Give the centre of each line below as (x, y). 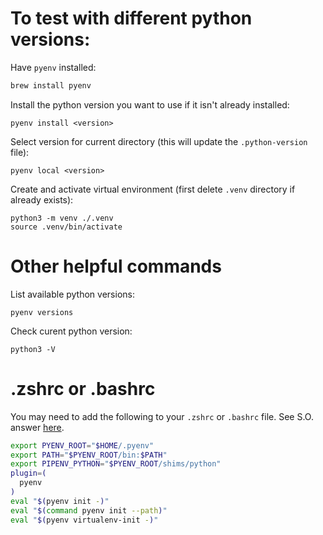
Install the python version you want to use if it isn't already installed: (150, 104)
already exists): (42, 199)
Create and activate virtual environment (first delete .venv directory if (153, 189)
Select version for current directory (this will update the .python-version (159, 141)
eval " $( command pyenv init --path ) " (89, 510)
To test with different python (131, 18)
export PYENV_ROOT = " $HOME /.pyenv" (82, 445)
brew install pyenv (51, 85)
